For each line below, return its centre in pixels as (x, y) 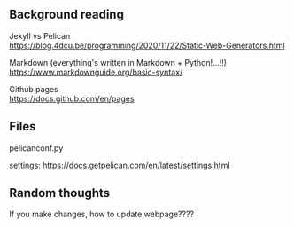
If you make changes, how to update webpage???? (102, 214)
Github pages (34, 89)
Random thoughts (60, 193)
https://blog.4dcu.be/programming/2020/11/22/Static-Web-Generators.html (147, 45)
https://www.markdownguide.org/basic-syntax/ (96, 72)
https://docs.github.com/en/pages (72, 98)
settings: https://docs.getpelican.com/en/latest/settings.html (120, 165)
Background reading (66, 15)
